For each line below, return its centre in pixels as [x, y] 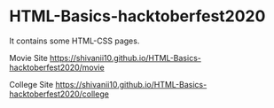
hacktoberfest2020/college [59, 94]
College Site [31, 84]
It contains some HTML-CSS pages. [74, 41]
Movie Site [29, 58]
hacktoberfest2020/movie [57, 67]
